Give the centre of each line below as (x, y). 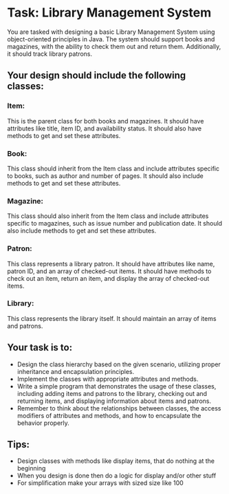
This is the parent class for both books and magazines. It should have (106, 121)
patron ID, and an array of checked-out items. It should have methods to (109, 271)
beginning (31, 468)
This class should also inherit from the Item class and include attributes (108, 216)
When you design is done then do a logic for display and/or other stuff (117, 476)
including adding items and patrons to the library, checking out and (112, 393)
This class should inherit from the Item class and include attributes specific (113, 168)
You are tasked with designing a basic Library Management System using (111, 32)
